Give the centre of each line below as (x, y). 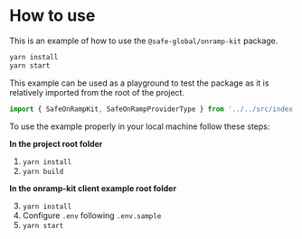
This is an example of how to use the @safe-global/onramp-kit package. (144, 41)
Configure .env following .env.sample (92, 215)
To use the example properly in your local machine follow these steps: (140, 126)
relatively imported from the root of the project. (97, 92)
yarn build (43, 171)
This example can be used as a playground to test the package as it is (139, 83)
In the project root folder (56, 143)
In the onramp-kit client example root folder (93, 188)
